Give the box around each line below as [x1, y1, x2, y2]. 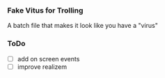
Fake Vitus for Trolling [7, 6, 84, 15]
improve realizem [17, 62, 68, 71]
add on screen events [17, 54, 80, 63]
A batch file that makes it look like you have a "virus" [7, 22, 158, 30]
